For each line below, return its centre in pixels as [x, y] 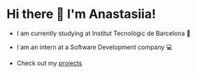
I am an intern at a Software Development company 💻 [94, 47]
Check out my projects [49, 63]
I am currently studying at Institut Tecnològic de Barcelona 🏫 [104, 33]
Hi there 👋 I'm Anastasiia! [81, 14]
